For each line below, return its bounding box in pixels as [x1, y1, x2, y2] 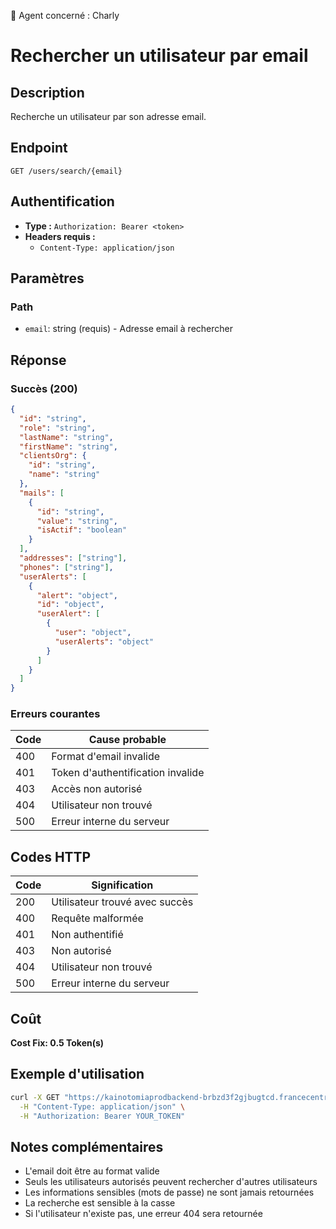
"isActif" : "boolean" [36, 525, 128, 535]
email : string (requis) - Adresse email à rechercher [24, 323, 233, 335]
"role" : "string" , [19, 423, 97, 433]
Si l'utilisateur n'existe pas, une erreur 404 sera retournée [24, 1208, 263, 1220]
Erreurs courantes [10, 707, 101, 721]
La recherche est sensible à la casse [24, 1197, 176, 1209]
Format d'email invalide [51, 750, 161, 764]
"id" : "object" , [36, 600, 105, 610]
